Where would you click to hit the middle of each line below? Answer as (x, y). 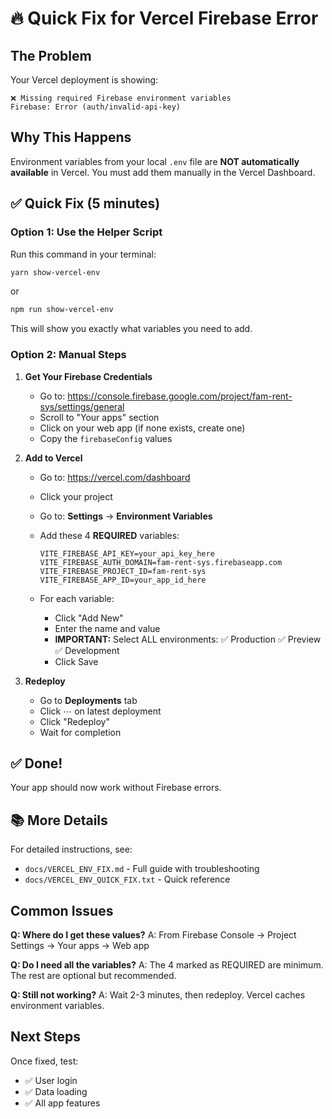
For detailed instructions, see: (71, 849)
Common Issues (62, 910)
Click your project (76, 496)
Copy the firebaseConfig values (106, 438)
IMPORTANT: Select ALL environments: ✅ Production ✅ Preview (188, 639)
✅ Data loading (56, 1091)
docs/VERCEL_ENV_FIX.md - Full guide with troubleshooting (142, 869)
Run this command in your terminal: (83, 254)
